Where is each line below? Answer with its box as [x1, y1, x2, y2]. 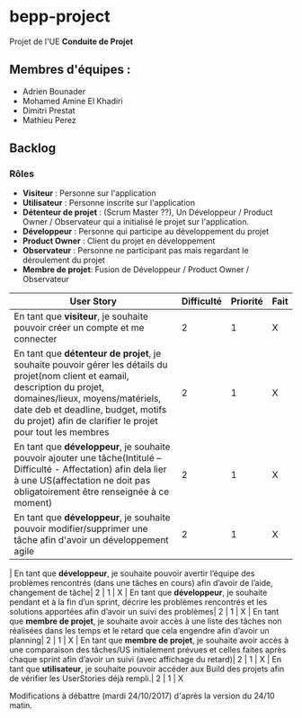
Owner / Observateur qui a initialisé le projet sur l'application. [22, 217, 250, 227]
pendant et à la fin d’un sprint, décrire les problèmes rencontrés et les [9, 597, 268, 607]
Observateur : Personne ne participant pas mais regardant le [22, 245, 249, 256]
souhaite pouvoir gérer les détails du [13, 359, 168, 371]
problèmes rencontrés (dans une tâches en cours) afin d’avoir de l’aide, [9, 578, 274, 589]
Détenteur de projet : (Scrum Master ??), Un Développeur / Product [22, 207, 273, 217]
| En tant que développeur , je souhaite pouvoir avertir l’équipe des [9, 568, 255, 579]
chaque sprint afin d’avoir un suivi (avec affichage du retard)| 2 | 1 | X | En [9, 654, 281, 665]
